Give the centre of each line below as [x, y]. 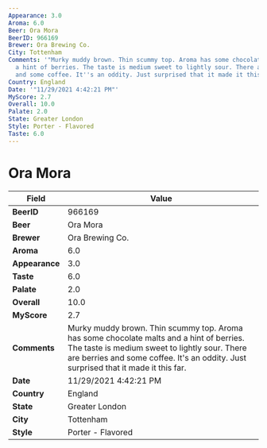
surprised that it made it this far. [127, 368]
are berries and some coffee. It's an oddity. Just [157, 357]
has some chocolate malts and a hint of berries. [156, 338]
